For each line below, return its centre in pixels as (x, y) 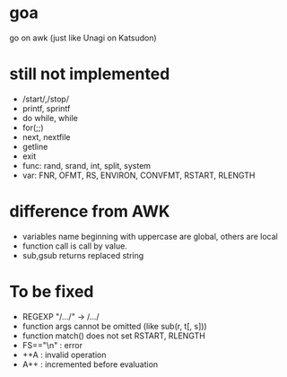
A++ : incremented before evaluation (90, 364)
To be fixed (52, 292)
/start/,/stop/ (46, 99)
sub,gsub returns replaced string (83, 255)
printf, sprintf (46, 108)
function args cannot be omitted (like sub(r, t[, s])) (115, 326)
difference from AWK (90, 211)
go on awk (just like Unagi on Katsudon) (83, 38)
